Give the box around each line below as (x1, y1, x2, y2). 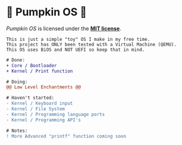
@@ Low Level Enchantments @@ (6, 84, 81, 91)
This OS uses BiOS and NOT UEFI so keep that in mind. (6, 47, 145, 53)
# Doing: (6, 79, 28, 85)
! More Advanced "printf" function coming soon (6, 133, 127, 139)
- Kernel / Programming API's (6, 117, 81, 123)
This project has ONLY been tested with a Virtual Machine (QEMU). (6, 41, 177, 47)
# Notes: (6, 127, 28, 134)
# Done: (6, 57, 26, 63)
